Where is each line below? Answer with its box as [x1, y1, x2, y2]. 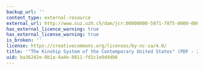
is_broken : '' [6, 37, 42, 43]
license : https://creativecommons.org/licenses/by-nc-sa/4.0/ [6, 43, 167, 49]
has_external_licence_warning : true [6, 26, 99, 32]
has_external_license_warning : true [6, 32, 99, 38]
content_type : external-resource [6, 15, 91, 21]
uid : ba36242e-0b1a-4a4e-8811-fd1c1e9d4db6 [6, 54, 118, 60]
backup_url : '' [6, 9, 45, 15]
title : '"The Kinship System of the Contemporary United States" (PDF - [6, 49, 194, 55]
